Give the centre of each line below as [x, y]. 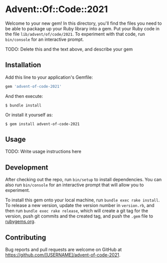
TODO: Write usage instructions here [43, 151]
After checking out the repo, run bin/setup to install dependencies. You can [83, 180]
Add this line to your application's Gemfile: [49, 77]
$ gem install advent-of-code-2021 [43, 124]
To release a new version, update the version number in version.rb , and [80, 205]
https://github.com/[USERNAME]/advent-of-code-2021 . [63, 255]
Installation [23, 65]
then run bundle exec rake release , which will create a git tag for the [77, 211]
